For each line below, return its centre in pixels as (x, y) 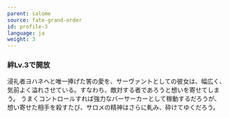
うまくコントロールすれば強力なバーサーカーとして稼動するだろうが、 (120, 99)
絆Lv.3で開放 (29, 65)
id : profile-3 (28, 26)
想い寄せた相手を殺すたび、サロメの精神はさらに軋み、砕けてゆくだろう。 (113, 108)
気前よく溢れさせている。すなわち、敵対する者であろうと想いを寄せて (108, 90)
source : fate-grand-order (44, 20)
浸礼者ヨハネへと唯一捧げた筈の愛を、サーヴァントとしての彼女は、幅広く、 (116, 81)
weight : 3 (22, 40)
